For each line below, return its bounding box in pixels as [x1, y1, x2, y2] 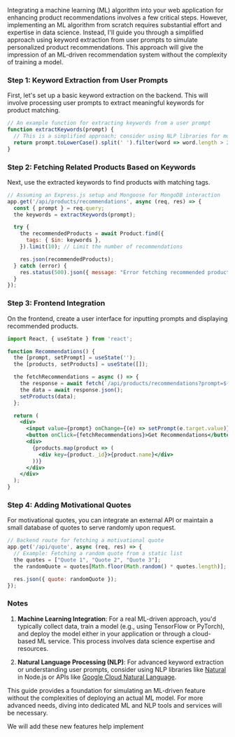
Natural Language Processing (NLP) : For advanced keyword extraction [17, 657, 225, 666]
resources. [17, 644, 49, 652]
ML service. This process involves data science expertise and [37, 636, 215, 645]
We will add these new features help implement [7, 722, 144, 730]
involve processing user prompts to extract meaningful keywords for [7, 99, 204, 107]
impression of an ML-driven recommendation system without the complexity [7, 50, 227, 59]
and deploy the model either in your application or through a [17, 629, 191, 638]
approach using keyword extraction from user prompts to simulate [7, 36, 198, 44]
